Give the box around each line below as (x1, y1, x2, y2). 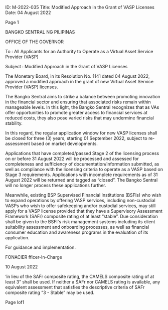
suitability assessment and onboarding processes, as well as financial (5, 224, 149, 230)
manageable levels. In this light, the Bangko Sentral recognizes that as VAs (5, 104, 159, 110)
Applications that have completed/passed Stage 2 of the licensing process (5, 150, 159, 156)
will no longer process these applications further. (5, 183, 106, 188)
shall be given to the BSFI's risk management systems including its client (5, 219, 155, 225)
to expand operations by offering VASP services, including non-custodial (5, 198, 155, 203)
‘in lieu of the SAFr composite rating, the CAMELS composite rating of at (5, 273, 154, 279)
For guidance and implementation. (5, 244, 76, 250)
